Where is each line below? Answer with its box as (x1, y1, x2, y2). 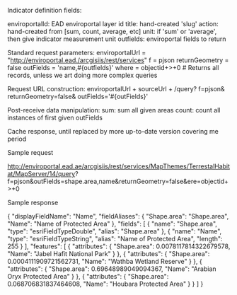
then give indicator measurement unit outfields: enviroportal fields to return (7, 35, 226, 43)
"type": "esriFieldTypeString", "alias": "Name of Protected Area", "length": (7, 235, 223, 243)
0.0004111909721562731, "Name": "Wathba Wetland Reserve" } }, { (7, 258, 203, 265)
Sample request (7, 149, 54, 156)
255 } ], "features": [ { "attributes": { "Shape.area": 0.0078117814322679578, (7, 242, 231, 250)
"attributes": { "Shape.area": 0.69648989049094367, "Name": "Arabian (7, 265, 217, 273)
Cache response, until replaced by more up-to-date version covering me (7, 127, 219, 135)
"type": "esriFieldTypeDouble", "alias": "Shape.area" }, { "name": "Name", (7, 227, 222, 236)
